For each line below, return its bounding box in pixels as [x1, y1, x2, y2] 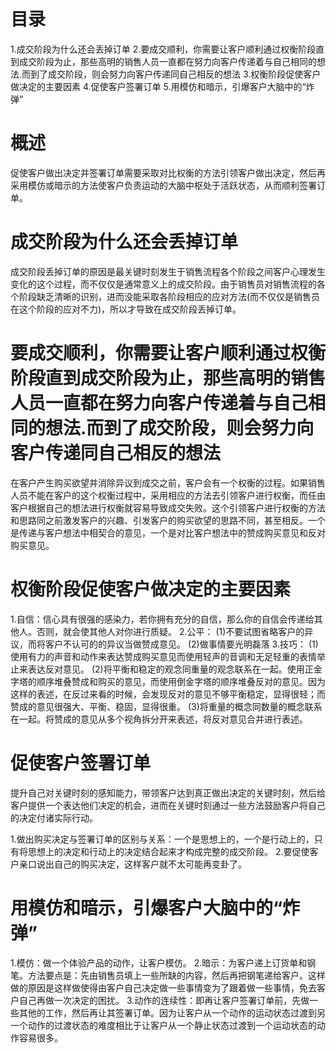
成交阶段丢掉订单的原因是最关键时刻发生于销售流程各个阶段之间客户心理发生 [10, 265, 326, 277]
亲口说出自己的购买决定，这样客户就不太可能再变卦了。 [18, 858, 247, 870]
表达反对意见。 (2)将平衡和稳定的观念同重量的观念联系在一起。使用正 [27, 663, 314, 675]
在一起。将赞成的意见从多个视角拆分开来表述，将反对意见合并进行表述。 [10, 713, 308, 725]
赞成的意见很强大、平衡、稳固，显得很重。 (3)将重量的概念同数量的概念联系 [10, 700, 323, 712]
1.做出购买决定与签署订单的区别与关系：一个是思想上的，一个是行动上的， [10, 833, 315, 845]
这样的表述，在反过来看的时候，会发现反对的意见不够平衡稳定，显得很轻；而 [10, 688, 326, 700]
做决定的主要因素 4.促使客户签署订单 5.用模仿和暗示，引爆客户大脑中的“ [10, 80, 307, 92]
